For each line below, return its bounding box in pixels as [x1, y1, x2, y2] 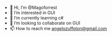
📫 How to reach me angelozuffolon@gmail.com [9, 26, 107, 31]
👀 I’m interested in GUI [9, 10, 56, 16]
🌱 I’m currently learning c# [9, 15, 64, 20]
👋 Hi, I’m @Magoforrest [9, 5, 57, 10]
